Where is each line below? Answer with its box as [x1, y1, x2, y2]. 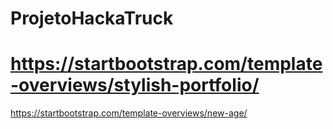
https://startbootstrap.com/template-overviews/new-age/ [10, 107, 248, 119]
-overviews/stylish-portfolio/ [10, 74, 260, 97]
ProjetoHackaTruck [10, 7, 174, 30]
